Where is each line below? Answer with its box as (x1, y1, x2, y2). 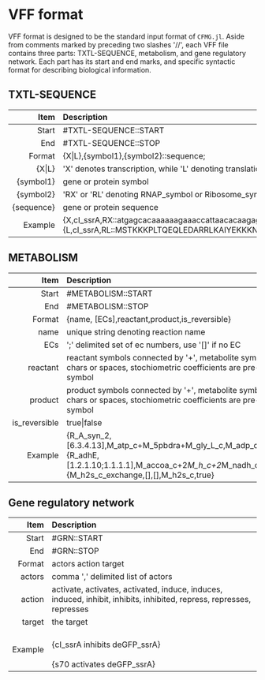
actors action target (51, 559, 125, 570)
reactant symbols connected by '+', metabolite (66, 352, 239, 363)
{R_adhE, (66, 450, 100, 461)
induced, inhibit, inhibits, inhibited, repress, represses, (51, 594, 251, 605)
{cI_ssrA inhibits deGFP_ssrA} (51, 639, 161, 650)
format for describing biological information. (8, 65, 151, 74)
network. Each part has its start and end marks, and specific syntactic (8, 57, 236, 66)
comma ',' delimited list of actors (51, 571, 173, 582)
